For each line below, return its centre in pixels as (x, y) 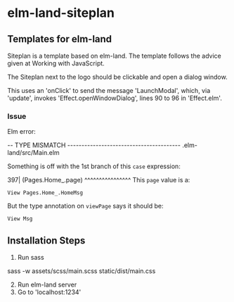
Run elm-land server (47, 285)
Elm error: (22, 132)
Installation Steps (46, 240)
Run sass (31, 258)
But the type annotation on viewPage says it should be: (85, 206)
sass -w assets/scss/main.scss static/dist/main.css (82, 271)
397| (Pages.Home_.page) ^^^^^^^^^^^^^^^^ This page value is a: (99, 180)
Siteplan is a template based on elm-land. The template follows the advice (114, 56)
